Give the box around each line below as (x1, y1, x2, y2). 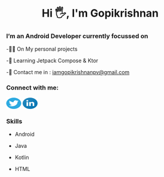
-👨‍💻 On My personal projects (6, 45, 78, 53)
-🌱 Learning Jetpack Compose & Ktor (6, 57, 98, 65)
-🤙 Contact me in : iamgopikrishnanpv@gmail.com (6, 69, 130, 76)
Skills (6, 117, 23, 125)
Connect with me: (6, 84, 59, 92)
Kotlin (14, 154, 29, 161)
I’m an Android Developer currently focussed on (6, 32, 148, 41)
